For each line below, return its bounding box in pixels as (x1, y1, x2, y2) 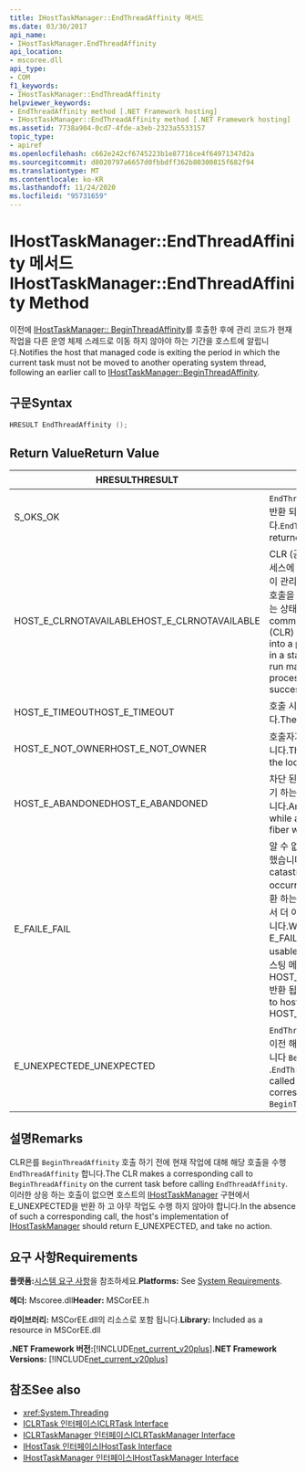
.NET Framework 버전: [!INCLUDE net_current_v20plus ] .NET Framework (9, 1343, 278, 1354)
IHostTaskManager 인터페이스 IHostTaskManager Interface (22, 1452, 240, 1463)
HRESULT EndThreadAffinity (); (9, 420, 128, 429)
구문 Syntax (9, 395, 73, 411)
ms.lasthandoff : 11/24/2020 (9, 184, 117, 193)
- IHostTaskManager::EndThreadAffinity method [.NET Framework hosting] (9, 115, 291, 124)
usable (269, 945, 299, 958)
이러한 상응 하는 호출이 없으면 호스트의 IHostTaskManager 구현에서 (9, 1189, 250, 1201)
